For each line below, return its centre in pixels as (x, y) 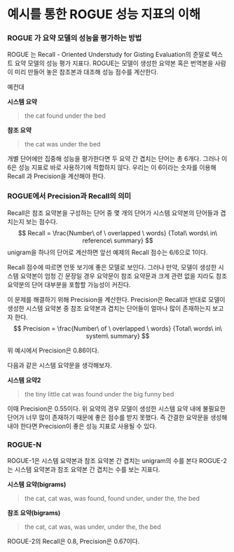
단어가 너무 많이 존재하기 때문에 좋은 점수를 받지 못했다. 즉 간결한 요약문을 (108, 417)
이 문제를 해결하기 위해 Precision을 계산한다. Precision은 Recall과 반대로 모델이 (116, 299)
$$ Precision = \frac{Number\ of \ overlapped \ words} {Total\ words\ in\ (118, 328)
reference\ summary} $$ (118, 240)
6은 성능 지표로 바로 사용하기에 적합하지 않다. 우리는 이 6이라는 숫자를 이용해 (112, 167)
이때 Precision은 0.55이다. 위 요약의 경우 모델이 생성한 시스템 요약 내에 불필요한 (116, 408)
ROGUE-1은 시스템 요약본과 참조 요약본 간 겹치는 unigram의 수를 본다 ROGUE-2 (117, 461)
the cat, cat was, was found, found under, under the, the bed (112, 499)
